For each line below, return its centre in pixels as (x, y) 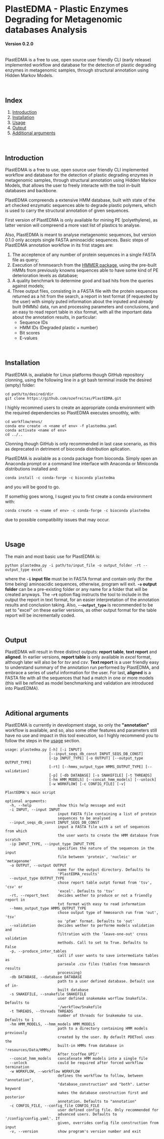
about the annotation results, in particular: (54, 317)
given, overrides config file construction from (108, 1123)
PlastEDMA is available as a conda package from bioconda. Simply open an (81, 458)
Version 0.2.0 (19, 44)
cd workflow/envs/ (24, 422)
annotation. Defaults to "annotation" (97, 1102)
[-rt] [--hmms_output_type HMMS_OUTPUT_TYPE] (96, 767)
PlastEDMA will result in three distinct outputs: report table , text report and (81, 652)
